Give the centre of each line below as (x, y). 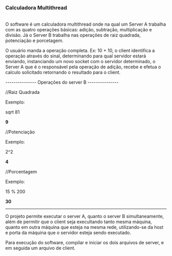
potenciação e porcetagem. (35, 41)
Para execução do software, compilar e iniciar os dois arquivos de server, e (85, 243)
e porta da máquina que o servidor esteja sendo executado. (68, 233)
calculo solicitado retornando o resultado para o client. (63, 72)
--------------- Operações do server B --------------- (62, 82)
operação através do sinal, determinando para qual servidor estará (76, 56)
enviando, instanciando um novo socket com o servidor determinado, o (80, 62)
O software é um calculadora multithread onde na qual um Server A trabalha (86, 24)
